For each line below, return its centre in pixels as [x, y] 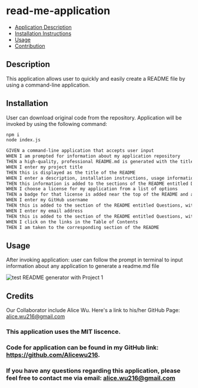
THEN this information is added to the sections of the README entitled [97, 184]
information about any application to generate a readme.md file [83, 266]
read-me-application [58, 11]
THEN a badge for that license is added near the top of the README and [97, 195]
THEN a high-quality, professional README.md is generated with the [92, 162]
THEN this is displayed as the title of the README [71, 173]
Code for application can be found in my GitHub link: [82, 347]
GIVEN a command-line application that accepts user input [80, 151]
